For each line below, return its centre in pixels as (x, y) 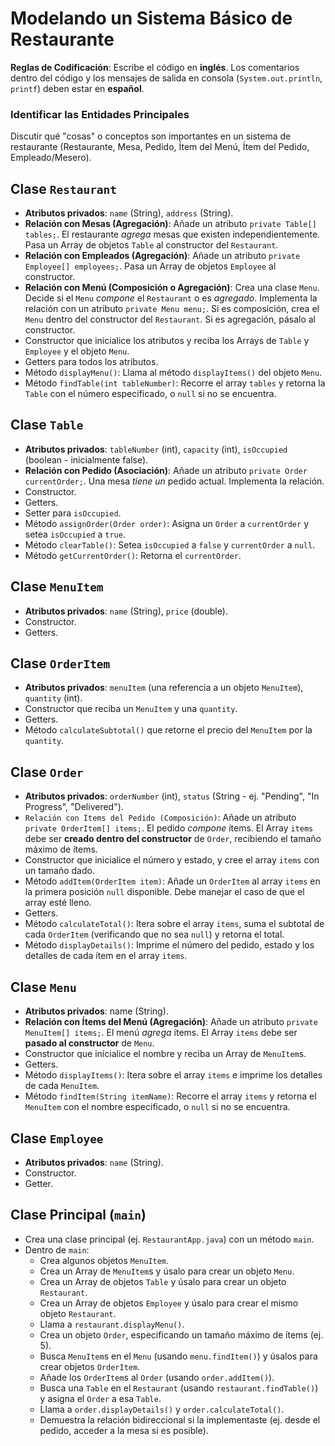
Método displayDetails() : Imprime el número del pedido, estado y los (169, 945)
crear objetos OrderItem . (90, 1366)
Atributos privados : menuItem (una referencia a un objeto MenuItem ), (164, 688)
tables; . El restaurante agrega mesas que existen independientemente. (172, 234)
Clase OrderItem (60, 663)
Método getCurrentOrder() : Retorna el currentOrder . (133, 555)
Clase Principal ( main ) (78, 1215)
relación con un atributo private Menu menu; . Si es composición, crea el (172, 309)
